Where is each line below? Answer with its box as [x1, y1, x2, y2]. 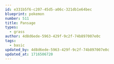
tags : [5, 38, 16, 43]
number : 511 [5, 16, 29, 21]
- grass [9, 29, 25, 34]
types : [5, 25, 18, 30]
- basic [9, 43, 25, 48]
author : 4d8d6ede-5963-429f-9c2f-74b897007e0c [5, 34, 101, 39]
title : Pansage [5, 20, 36, 26]
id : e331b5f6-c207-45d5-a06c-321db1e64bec [5, 7, 92, 12]
